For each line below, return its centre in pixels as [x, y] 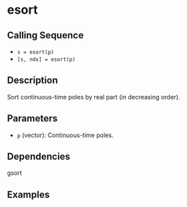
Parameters [32, 119]
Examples [28, 194]
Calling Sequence [45, 35]
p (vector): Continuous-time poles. [65, 135]
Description [32, 81]
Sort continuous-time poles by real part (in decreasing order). [94, 97]
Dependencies [39, 157]
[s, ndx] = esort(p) [46, 60]
